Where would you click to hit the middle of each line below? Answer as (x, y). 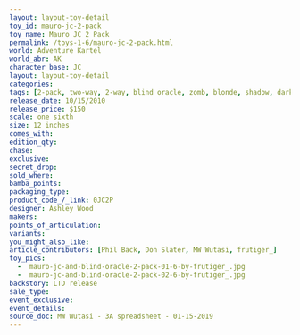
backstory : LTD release (54, 283)
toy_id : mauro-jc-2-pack (55, 26)
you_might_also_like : (50, 242)
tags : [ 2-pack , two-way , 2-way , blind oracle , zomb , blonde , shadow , (142, 92)
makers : (24, 217)
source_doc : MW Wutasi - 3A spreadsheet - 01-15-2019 (112, 317)
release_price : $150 (48, 109)
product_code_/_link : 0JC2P (62, 201)
